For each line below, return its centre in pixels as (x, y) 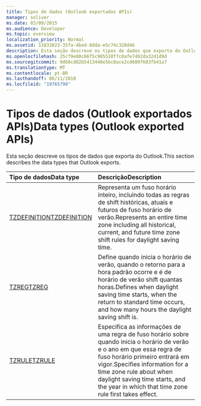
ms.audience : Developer (36, 28)
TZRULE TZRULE (32, 360)
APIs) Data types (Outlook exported (95, 127)
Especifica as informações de (139, 326)
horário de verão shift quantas (140, 279)
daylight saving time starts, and (142, 379)
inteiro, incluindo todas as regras (144, 194)
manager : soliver (28, 17)
